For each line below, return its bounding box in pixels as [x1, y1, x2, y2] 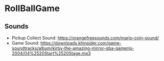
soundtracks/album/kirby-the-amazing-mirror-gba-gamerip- [11, 46, 134, 51]
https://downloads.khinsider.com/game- [40, 40, 122, 46]
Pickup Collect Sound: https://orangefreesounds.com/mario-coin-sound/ [11, 35, 160, 41]
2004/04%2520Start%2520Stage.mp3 [11, 50, 91, 56]
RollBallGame [4, 3, 60, 14]
